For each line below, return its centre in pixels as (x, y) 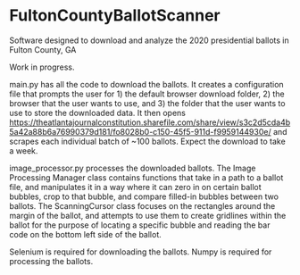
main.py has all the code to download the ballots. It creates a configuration (146, 84)
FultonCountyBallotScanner (115, 16)
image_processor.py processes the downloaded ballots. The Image (133, 168)
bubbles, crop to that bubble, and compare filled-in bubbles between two (144, 196)
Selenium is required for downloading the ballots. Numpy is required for (141, 252)
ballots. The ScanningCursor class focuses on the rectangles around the (142, 205)
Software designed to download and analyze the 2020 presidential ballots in (149, 40)
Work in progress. (42, 67)
